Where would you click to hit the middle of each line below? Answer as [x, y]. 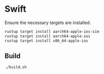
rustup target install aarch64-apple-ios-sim [52, 31]
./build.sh [16, 67]
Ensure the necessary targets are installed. [48, 23]
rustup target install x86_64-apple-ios [47, 41]
